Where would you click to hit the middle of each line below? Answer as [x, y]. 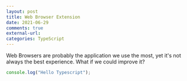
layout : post [22, 11]
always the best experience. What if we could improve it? [76, 62]
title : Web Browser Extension [43, 17]
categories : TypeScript [35, 39]
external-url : [24, 33]
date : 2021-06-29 [27, 22]
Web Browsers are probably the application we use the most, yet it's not [94, 55]
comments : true [25, 28]
